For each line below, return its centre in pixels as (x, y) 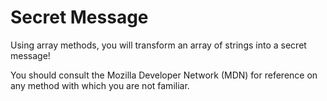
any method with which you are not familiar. (100, 85)
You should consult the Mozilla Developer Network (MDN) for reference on (164, 75)
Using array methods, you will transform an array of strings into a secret (158, 45)
